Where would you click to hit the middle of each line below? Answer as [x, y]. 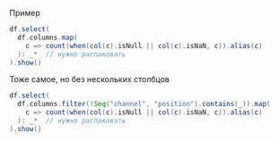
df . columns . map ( [48, 37]
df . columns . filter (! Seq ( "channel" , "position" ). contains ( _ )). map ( [144, 104]
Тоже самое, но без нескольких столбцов [90, 79]
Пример [25, 13]
